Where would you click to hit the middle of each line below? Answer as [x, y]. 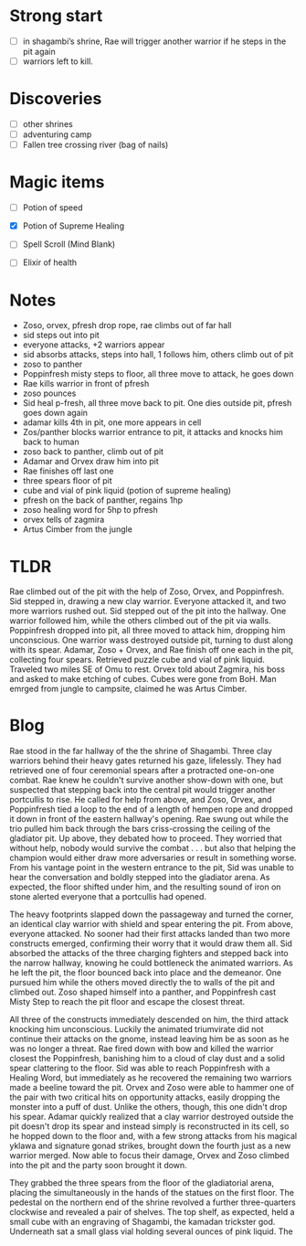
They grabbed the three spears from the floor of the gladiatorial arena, [142, 1183]
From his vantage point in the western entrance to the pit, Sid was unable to [152, 868]
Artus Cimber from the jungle [77, 529]
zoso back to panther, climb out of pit [93, 452]
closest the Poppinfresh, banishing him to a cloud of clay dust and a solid [148, 1059]
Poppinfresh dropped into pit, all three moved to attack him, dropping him [148, 631]
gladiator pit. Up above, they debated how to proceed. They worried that [146, 838]
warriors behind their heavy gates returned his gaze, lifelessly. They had [145, 761]
